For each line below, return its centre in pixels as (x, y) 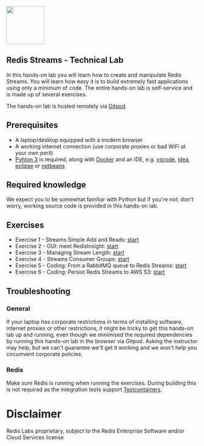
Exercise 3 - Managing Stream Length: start (70, 253)
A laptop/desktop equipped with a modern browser (79, 140)
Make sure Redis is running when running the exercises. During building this (101, 383)
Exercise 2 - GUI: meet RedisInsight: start (66, 246)
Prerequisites (32, 125)
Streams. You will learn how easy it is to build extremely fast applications (97, 81)
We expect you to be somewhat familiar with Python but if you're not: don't (100, 200)
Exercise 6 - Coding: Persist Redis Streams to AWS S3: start (90, 272)
